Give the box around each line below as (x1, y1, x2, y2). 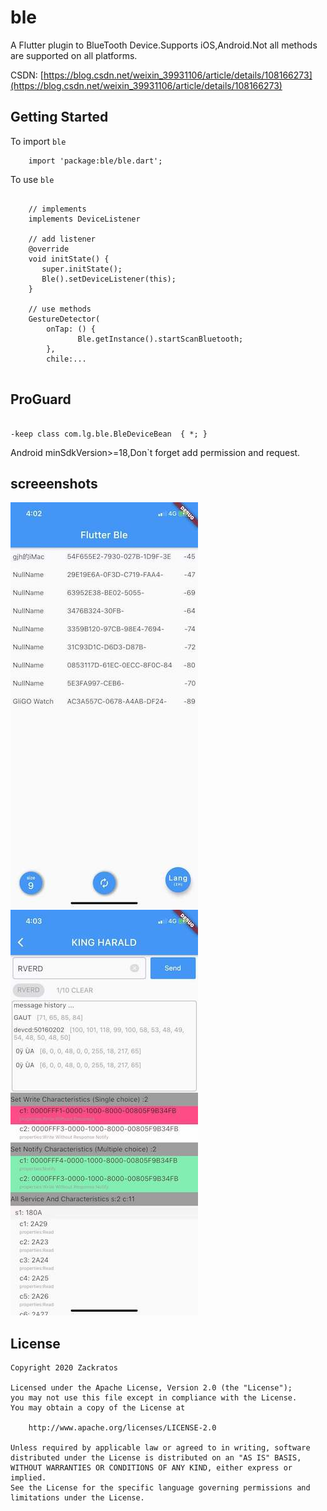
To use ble (10, 173, 55, 185)
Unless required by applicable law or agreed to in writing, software (10, 1443, 311, 1453)
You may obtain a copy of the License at (10, 1403, 186, 1413)
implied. (10, 1473, 47, 1483)
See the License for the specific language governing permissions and (10, 1483, 311, 1493)
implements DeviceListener (28, 214, 141, 224)
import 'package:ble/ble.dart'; (28, 156, 163, 166)
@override (28, 244, 70, 254)
